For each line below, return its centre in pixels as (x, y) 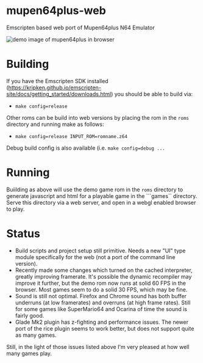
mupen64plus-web (56, 11)
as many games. (36, 335)
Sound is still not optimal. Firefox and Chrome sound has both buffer (101, 296)
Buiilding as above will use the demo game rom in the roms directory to (95, 189)
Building (28, 64)
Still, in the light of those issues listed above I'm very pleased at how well (98, 346)
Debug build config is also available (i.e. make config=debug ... (86, 148)
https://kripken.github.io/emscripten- (55, 87)
